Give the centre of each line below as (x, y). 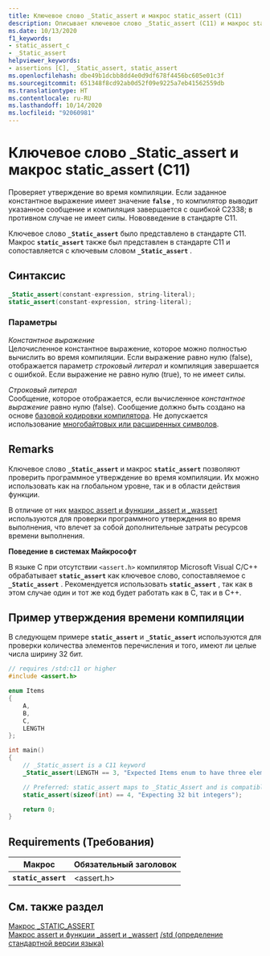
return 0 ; (39, 810)
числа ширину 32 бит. (46, 654)
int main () (27, 750)
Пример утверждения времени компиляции (127, 618)
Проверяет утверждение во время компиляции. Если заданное (117, 192)
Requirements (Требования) (82, 842)
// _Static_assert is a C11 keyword (84, 765)
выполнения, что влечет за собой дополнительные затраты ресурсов (128, 527)
